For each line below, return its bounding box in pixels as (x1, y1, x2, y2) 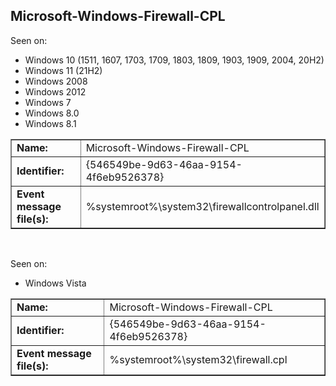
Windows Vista (24, 277, 87, 289)
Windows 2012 (24, 85, 87, 98)
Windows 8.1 (24, 117, 77, 129)
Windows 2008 (24, 75, 88, 87)
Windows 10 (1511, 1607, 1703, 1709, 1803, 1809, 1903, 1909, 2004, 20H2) (24, 54, 325, 66)
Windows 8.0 (24, 107, 80, 119)
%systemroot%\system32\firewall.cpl (109, 352, 288, 366)
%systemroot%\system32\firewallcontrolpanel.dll (85, 199, 320, 213)
